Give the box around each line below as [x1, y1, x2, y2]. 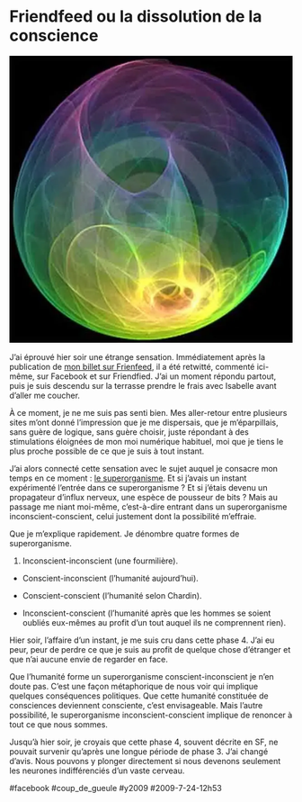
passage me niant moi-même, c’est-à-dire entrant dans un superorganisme [9, 501, 288, 512]
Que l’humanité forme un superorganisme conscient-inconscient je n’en [9, 671, 274, 682]
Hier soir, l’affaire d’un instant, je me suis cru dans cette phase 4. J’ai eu [9, 635, 275, 645]
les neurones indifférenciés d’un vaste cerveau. [9, 765, 185, 776]
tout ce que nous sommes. [9, 719, 108, 730]
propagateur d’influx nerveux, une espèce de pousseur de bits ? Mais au [9, 492, 279, 503]
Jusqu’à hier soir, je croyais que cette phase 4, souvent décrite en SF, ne [9, 736, 279, 748]
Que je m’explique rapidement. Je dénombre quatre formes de [9, 528, 240, 539]
